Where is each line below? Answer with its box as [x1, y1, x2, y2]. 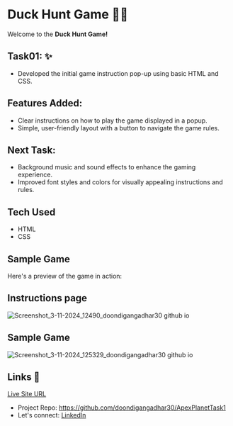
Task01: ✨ [7, 50, 53, 62]
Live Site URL [7, 390, 47, 398]
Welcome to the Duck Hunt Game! [7, 30, 108, 38]
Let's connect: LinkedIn [17, 411, 86, 420]
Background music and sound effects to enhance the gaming [17, 163, 196, 172]
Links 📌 [7, 371, 40, 383]
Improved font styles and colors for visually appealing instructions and [17, 178, 223, 186]
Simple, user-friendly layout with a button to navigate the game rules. [17, 123, 220, 132]
